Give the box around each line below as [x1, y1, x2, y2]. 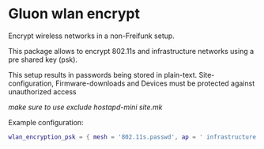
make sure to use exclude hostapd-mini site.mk [8, 102, 164, 112]
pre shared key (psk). [8, 55, 77, 64]
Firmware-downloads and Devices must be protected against [55, 78, 255, 88]
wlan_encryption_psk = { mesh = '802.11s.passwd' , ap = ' [8, 132, 203, 141]
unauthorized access [8, 86, 77, 96]
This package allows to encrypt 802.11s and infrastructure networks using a [8, 46, 255, 55]
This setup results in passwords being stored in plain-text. [8, 70, 198, 79]
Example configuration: [8, 117, 85, 127]
